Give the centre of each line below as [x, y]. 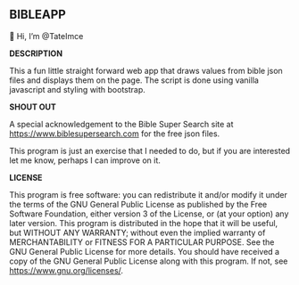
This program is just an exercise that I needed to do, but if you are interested [150, 151]
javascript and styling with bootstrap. [77, 89]
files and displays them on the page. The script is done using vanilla [134, 80]
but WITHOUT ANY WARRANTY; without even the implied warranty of [137, 232]
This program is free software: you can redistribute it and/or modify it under [148, 194]
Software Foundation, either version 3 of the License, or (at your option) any [149, 214]
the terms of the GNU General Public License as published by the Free [138, 204]
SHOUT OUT [33, 107]
